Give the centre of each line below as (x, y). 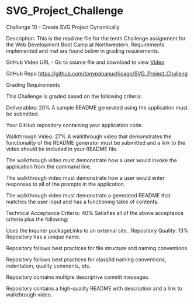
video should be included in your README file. (62, 149)
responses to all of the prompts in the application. (66, 184)
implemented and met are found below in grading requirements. (83, 50)
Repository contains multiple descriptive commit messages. (78, 277)
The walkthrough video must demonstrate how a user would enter (85, 177)
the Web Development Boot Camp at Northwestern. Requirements (85, 45)
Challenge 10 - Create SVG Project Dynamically (63, 27)
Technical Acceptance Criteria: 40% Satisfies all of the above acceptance (95, 213)
